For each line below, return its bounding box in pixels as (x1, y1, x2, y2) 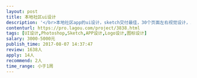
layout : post (6, 8, 38, 15)
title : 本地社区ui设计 (6, 14, 56, 20)
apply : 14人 (6, 52, 35, 58)
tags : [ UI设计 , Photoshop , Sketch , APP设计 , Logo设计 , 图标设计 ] (6, 30, 147, 36)
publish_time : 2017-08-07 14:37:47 (6, 42, 93, 48)
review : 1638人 (6, 47, 42, 53)
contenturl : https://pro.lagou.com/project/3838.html (6, 25, 141, 31)
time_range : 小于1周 (6, 63, 54, 69)
